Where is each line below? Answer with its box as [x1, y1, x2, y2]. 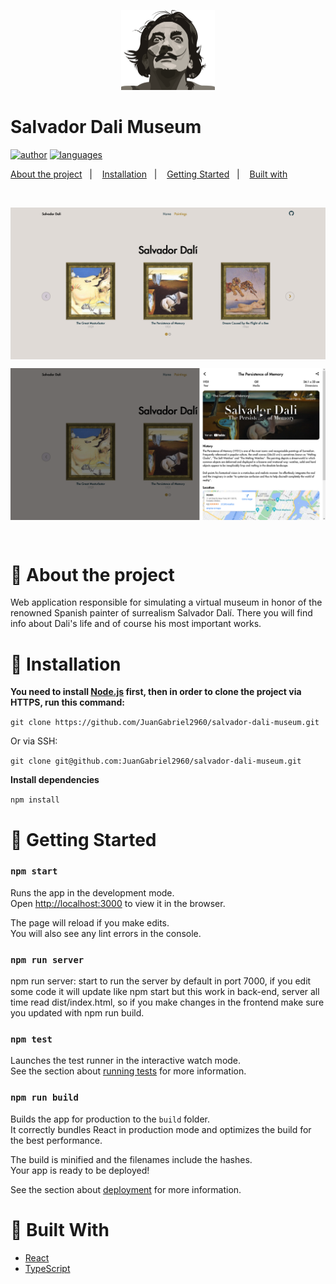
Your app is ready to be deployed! [10, 1164, 150, 1176]
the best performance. [10, 1134, 103, 1146]
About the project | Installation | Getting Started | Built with [10, 168, 288, 180]
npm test [10, 1034, 53, 1045]
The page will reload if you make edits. [10, 916, 170, 929]
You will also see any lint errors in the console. [10, 927, 202, 939]
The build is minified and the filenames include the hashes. [10, 1153, 253, 1165]
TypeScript [24, 1262, 71, 1274]
